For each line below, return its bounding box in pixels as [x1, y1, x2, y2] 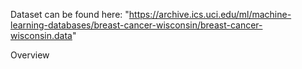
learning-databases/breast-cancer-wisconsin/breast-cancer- [10, 19, 263, 31]
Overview [10, 49, 50, 61]
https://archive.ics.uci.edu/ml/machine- [128, 9, 292, 20]
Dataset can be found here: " [10, 9, 130, 20]
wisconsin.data [10, 30, 73, 41]
